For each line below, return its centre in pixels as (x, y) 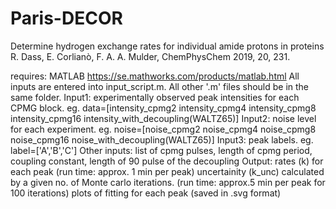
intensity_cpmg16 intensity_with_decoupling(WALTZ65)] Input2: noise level (163, 118)
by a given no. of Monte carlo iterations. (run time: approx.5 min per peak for (168, 182)
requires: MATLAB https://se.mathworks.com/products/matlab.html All (155, 76)
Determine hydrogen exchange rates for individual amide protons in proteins (167, 46)
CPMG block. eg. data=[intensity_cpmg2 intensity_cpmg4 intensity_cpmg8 (163, 108)
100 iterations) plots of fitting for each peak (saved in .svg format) (146, 193)
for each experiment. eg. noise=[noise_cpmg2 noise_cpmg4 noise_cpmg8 (163, 129)
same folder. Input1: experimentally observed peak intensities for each (155, 97)
